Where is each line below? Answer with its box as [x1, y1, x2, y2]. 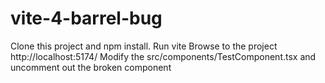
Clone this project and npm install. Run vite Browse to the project [10, 40, 278, 52]
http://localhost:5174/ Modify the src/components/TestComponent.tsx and [10, 50, 317, 62]
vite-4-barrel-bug [10, 7, 163, 30]
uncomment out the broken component [10, 61, 172, 73]
